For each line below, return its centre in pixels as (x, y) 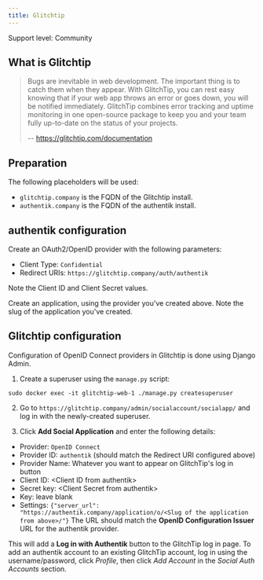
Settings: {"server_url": (59, 505)
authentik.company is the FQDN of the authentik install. (108, 206)
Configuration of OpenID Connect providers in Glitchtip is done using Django (132, 355)
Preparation (38, 163)
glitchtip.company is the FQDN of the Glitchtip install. (106, 197)
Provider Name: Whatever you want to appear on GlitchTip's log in (126, 463)
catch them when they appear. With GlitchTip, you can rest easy (131, 90)
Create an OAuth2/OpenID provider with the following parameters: (115, 249)
